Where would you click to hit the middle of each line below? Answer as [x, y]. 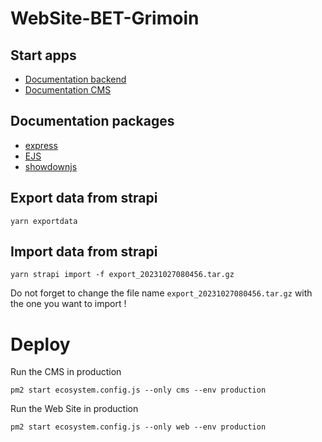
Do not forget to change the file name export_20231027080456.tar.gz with [161, 293]
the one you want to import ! [68, 304]
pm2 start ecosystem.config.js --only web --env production [138, 427]
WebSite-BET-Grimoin [105, 18]
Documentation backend [75, 79]
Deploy [40, 344]
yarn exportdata [44, 221]
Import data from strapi [84, 252]
